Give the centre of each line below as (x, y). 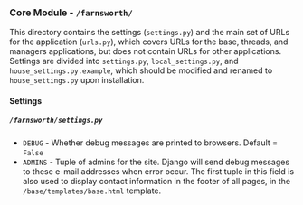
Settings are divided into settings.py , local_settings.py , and (124, 61)
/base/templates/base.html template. (92, 191)
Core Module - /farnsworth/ (71, 13)
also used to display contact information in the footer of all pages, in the (156, 181)
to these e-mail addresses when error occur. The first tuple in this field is (158, 171)
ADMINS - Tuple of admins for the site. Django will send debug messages (156, 162)
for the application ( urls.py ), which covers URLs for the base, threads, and (149, 42)
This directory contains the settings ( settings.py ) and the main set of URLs (150, 33)
